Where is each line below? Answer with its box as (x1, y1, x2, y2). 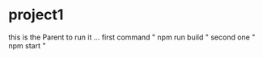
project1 (8, 6, 64, 24)
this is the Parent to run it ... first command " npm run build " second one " (8, 32, 256, 42)
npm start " (8, 40, 46, 50)
